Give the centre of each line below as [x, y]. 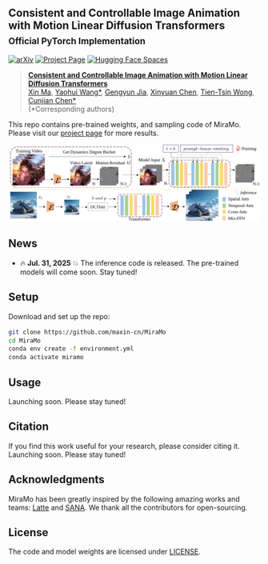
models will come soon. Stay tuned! [78, 272]
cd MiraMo [25, 340]
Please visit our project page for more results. [84, 133]
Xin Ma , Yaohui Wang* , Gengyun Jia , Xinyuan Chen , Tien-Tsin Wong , [141, 92]
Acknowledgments [57, 480]
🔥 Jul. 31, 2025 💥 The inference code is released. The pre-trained [129, 262]
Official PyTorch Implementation [77, 41]
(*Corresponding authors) [71, 109]
